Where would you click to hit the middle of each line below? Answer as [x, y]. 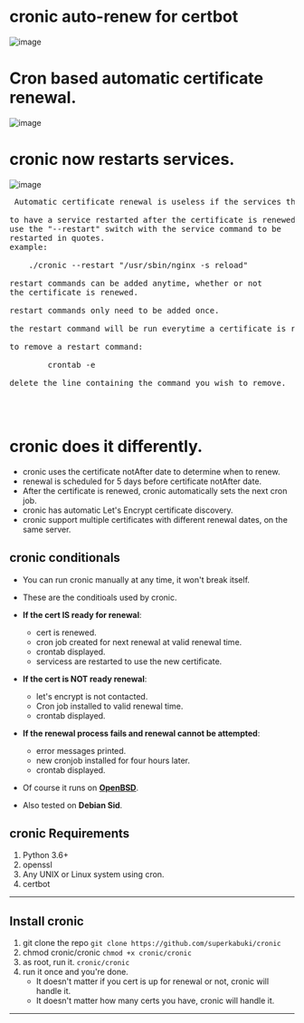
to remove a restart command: [76, 347]
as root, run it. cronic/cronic [76, 962]
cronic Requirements [70, 833]
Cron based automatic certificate [137, 78]
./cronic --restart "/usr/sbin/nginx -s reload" [138, 265]
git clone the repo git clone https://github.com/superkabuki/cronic [152, 943]
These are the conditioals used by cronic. [100, 597]
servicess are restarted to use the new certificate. [129, 661]
